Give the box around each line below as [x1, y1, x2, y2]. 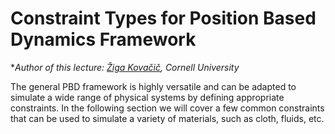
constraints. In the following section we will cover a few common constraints [10, 102, 325, 114]
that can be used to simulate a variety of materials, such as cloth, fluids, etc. [10, 112, 325, 124]
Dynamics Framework [10, 28, 197, 51]
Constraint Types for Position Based [10, 7, 317, 30]
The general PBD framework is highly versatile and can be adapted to [10, 80, 297, 92]
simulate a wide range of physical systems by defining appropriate [10, 91, 285, 103]
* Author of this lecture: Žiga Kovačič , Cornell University [10, 61, 240, 73]
